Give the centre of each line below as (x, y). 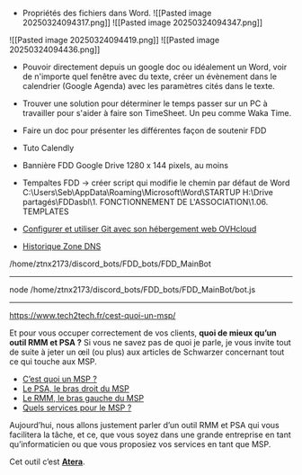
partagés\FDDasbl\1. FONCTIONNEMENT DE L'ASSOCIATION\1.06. (145, 202)
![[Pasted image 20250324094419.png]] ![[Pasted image (115, 40)
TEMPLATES (45, 211)
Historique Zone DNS (62, 246)
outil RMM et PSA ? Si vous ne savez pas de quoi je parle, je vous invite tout (151, 342)
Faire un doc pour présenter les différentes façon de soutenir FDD (144, 130)
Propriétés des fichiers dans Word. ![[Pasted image (117, 13)
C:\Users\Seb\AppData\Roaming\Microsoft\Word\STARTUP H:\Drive (148, 192)
